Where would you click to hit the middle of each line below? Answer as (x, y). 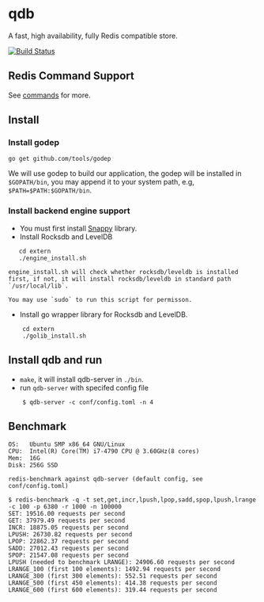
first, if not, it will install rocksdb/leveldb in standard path (120, 279)
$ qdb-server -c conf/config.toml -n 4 (88, 402)
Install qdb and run (55, 360)
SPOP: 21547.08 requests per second (68, 555)
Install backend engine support (69, 211)
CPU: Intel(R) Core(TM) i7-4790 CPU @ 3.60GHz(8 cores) (104, 451)
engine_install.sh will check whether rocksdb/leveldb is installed (123, 272)
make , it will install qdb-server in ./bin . (81, 379)
